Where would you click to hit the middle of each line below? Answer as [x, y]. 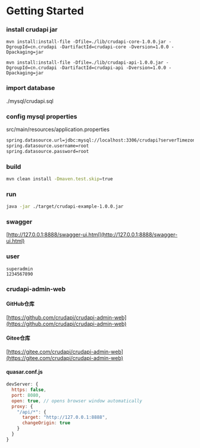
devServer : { [22, 384]
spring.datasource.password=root [48, 151]
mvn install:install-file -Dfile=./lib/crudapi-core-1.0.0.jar [86, 42]
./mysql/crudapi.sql [30, 101]
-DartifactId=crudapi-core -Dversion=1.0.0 [114, 47]
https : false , [29, 390]
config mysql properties [42, 116]
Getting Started [45, 11]
